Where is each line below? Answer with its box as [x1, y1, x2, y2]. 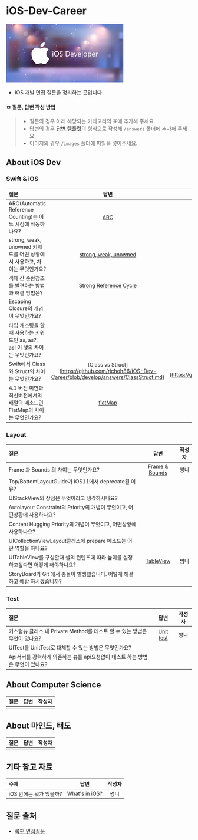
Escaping [8, 298, 31, 305]
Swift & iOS [6, 175, 39, 183]
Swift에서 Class [8, 360, 45, 367]
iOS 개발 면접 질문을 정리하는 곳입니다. [14, 88, 104, 95]
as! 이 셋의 [8, 344, 34, 351]
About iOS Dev [6, 157, 61, 167]
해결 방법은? [14, 289, 43, 297]
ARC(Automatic [8, 199, 47, 207]
